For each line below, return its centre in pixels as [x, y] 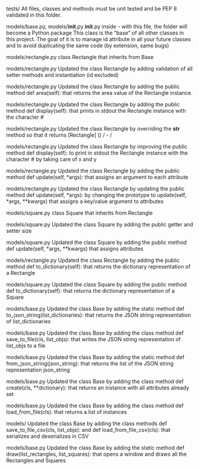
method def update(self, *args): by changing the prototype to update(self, [96, 195]
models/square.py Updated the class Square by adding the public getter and [100, 224]
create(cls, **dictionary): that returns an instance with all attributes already [98, 388]
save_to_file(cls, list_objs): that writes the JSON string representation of [94, 339]
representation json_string [38, 370]
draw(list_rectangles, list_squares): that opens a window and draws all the [97, 454]
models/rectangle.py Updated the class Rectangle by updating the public [96, 188]
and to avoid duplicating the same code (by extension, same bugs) [88, 45]
